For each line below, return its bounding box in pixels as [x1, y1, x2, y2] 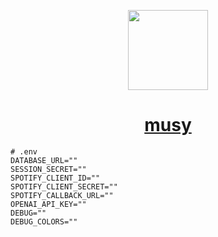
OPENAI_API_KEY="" [10, 199, 87, 209]
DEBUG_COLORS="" [10, 216, 78, 227]
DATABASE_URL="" [10, 155, 78, 165]
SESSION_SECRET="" [10, 164, 87, 174]
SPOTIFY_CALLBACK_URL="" [10, 190, 114, 200]
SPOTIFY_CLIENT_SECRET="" [10, 181, 118, 192]
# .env [10, 146, 38, 157]
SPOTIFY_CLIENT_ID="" [10, 173, 101, 183]
